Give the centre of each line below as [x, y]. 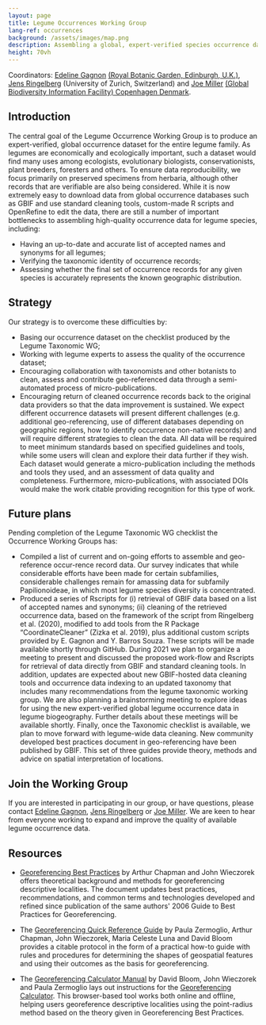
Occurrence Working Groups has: [63, 541]
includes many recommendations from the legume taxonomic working [134, 692]
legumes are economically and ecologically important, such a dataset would [132, 152]
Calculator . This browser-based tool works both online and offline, [127, 996]
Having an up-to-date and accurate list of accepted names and [122, 244]
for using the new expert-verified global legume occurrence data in [129, 708]
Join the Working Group [68, 783]
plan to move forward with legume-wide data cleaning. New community [136, 734]
